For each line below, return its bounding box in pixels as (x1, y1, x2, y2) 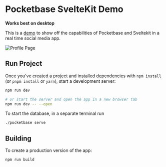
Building (5, 134, 31, 142)
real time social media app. (5, 35, 61, 41)
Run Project (5, 59, 42, 68)
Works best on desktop (5, 20, 55, 26)
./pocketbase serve (5, 120, 46, 125)
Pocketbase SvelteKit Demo (5, 4, 123, 15)
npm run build (5, 157, 35, 162)
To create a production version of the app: (5, 147, 92, 153)
